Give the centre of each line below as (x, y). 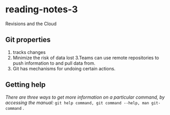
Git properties (28, 40)
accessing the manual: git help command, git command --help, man (77, 102)
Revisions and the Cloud (31, 24)
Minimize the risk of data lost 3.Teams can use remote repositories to (86, 57)
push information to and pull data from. (54, 63)
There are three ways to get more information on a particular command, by (85, 97)
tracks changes (29, 52)
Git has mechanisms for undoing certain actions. (64, 68)
